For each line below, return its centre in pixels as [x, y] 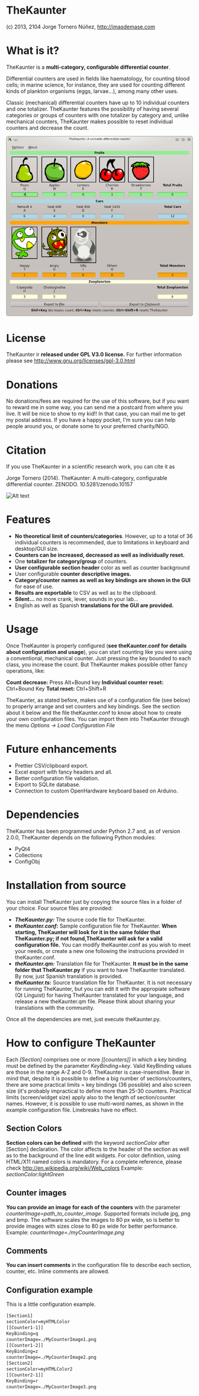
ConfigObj [27, 862]
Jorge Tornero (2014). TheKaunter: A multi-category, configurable [87, 478]
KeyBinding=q [22, 1334]
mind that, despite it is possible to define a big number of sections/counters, [99, 1078]
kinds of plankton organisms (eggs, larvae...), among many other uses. [92, 91]
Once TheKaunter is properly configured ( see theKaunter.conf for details [97, 646]
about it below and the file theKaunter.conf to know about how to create [94, 713]
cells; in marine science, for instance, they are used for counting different [96, 85]
